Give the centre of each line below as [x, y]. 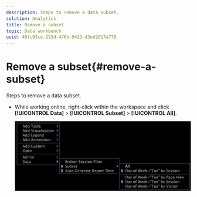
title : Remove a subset [35, 25]
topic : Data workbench [34, 31]
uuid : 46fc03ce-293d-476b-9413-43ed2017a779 [61, 37]
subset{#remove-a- [107, 67]
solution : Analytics [31, 18]
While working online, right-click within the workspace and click [92, 107]
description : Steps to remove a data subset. [62, 12]
